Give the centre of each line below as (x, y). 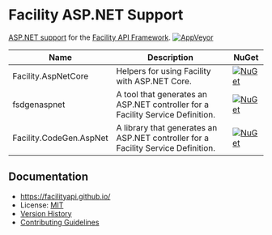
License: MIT (42, 205)
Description (170, 57)
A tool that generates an (162, 94)
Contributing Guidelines (59, 222)
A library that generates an (167, 127)
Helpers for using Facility (164, 70)
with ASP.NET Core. (154, 81)
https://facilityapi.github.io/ (65, 196)
